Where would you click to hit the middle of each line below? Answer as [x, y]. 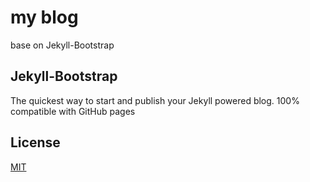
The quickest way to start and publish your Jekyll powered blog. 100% [155, 100]
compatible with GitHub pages [73, 111]
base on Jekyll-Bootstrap [62, 45]
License [35, 142]
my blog [44, 17]
